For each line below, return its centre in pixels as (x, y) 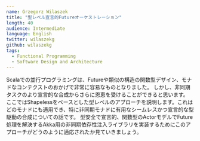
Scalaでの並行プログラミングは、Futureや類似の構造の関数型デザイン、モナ (99, 79)
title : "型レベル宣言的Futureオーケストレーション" (64, 17)
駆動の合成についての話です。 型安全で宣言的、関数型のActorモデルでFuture (100, 117)
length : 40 (20, 23)
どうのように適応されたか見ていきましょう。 (87, 131)
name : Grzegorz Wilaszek (37, 12)
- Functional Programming (44, 56)
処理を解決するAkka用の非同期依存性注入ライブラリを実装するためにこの (96, 124)
